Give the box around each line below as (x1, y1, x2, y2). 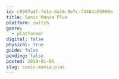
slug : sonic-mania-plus (6, 64, 65, 70)
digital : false (6, 36, 44, 42)
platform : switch (6, 20, 49, 26)
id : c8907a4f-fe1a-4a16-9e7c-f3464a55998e (6, 8, 113, 15)
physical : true (6, 42, 44, 48)
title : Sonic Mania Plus (6, 14, 68, 20)
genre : (6, 25, 23, 31)
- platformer (11, 31, 44, 37)
